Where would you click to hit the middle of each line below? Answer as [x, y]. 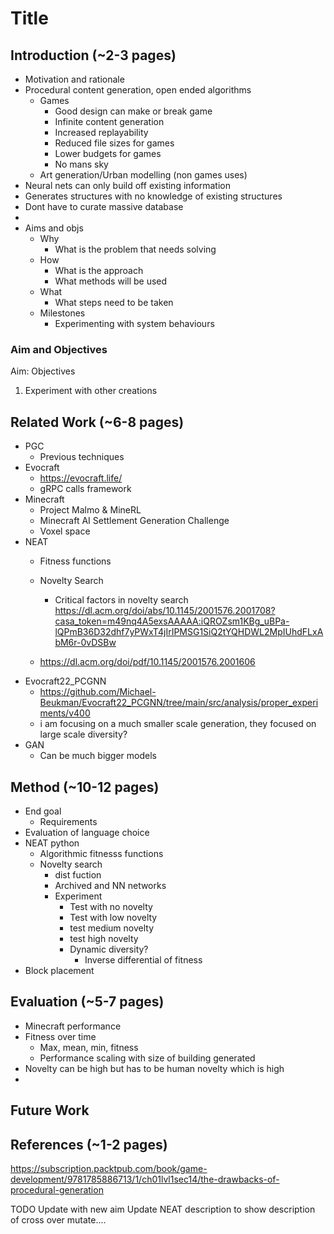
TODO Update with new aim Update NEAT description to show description [163, 1209]
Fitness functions [75, 561]
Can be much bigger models [98, 756]
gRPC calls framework [85, 489]
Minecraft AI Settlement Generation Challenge [134, 521]
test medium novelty [112, 928]
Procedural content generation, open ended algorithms [138, 90]
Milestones [62, 313]
